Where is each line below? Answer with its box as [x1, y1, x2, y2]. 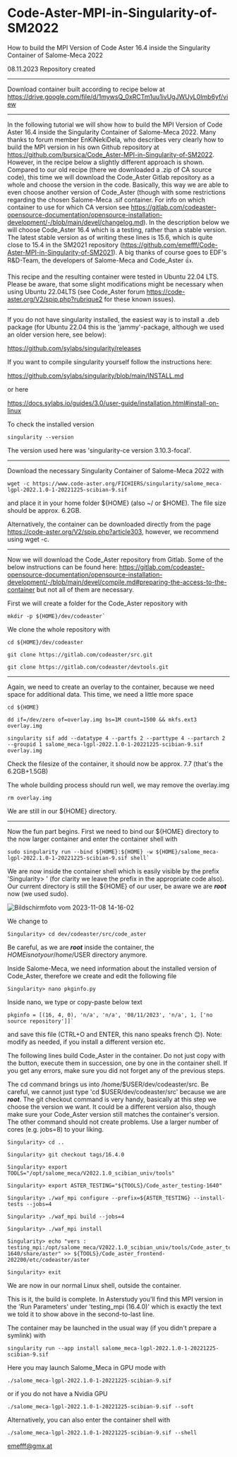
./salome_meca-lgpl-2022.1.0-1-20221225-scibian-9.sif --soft [7, 1403, 194, 1410]
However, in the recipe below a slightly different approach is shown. [7, 158, 205, 166]
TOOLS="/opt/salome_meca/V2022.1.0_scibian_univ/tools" [7, 1169, 175, 1177]
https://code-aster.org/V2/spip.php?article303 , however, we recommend [7, 527, 219, 535]
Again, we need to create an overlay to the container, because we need [7, 683, 215, 691]
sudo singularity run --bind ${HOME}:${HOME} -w [7, 848, 153, 855]
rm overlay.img [7, 794, 52, 801]
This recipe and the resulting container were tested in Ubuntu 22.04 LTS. [7, 272, 219, 281]
